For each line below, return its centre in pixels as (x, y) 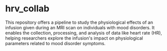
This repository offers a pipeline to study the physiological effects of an (79, 22)
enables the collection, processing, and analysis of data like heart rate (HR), (84, 33)
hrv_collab (27, 9)
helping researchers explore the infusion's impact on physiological (74, 38)
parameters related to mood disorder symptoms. (55, 43)
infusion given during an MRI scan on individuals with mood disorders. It (80, 27)
